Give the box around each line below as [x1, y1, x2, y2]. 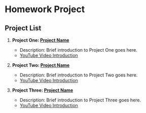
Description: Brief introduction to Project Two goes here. [19, 72, 138, 78]
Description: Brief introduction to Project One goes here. [19, 47, 137, 53]
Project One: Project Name [12, 37, 69, 43]
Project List [5, 24, 42, 32]
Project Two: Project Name [12, 62, 70, 68]
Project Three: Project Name [12, 87, 74, 93]
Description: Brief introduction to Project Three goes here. [19, 97, 141, 103]
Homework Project [5, 4, 85, 15]
